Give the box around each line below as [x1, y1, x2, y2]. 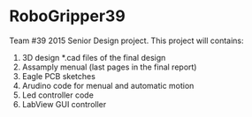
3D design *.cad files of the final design [21, 52, 166, 62]
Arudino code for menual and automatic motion [21, 80, 195, 91]
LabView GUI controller [21, 99, 107, 109]
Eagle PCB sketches [21, 70, 95, 81]
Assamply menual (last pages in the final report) [21, 62, 197, 72]
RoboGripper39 [9, 6, 126, 26]
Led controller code [21, 90, 95, 100]
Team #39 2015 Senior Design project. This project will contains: [9, 35, 245, 46]
